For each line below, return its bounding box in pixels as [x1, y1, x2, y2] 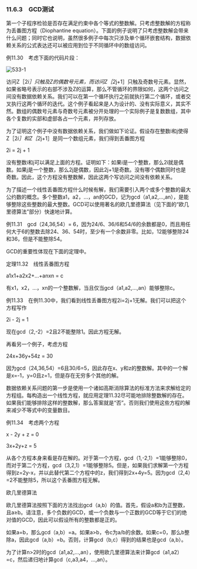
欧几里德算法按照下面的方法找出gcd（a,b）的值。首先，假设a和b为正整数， [6, 502, 189, 509]
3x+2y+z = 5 [6, 442, 37, 449]
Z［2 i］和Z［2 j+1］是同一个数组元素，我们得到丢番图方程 [6, 135, 145, 142]
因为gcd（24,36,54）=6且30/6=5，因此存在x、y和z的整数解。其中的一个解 [6, 365, 188, 372]
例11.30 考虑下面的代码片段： [6, 54, 80, 61]
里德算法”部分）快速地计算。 [6, 208, 76, 216]
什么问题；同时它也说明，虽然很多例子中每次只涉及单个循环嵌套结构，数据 [6, 34, 186, 42]
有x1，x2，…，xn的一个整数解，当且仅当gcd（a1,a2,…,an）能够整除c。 [6, 284, 178, 292]
